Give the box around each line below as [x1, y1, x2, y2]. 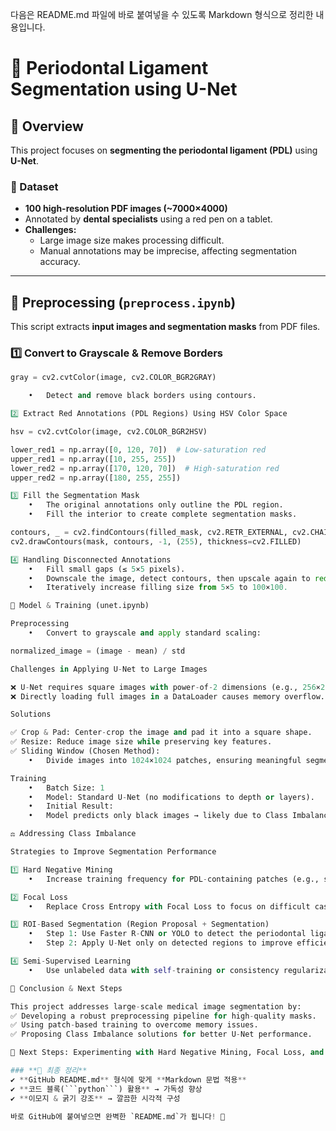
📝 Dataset [10, 179, 59, 193]
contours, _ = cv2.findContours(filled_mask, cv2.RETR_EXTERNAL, [10, 528, 288, 538]
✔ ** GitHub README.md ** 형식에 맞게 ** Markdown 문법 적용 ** [10, 1074, 247, 1085]
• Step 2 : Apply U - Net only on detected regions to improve [28, 938, 293, 948]
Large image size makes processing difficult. [39, 234, 225, 247]
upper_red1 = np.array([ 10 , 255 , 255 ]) [10, 454, 177, 464]
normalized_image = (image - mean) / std [10, 646, 186, 656]
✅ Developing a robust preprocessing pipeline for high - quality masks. [10, 1011, 317, 1021]
